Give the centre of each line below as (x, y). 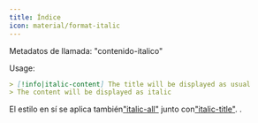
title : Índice (35, 17)
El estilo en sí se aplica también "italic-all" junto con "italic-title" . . (125, 109)
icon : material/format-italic (65, 26)
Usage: (22, 68)
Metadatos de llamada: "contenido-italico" (86, 50)
